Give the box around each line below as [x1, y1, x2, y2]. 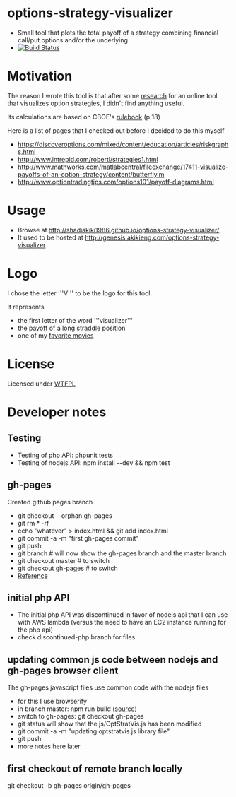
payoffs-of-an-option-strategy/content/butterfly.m [17, 170, 165, 178]
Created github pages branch [7, 497, 93, 506]
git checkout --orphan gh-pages [17, 511, 112, 520]
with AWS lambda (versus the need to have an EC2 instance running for [17, 618, 226, 627]
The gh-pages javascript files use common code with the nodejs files [7, 683, 209, 692]
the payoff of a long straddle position [17, 324, 126, 332]
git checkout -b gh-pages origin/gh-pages [7, 781, 131, 789]
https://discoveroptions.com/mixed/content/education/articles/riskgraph [17, 140, 229, 148]
